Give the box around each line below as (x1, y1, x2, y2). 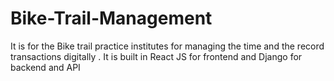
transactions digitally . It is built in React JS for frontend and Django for (10, 50, 303, 62)
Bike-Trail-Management (10, 7, 213, 30)
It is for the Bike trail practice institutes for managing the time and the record (10, 40, 325, 52)
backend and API (10, 61, 81, 73)
